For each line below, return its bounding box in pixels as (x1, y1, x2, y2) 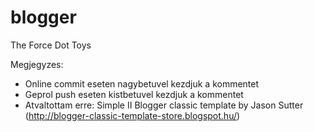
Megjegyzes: (10, 58, 64, 70)
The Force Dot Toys (10, 39, 92, 51)
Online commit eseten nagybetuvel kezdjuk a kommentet (24, 77, 260, 90)
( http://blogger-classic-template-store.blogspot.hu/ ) (24, 109, 241, 121)
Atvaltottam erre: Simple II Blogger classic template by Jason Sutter (24, 99, 304, 111)
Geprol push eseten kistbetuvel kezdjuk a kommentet (24, 88, 244, 100)
